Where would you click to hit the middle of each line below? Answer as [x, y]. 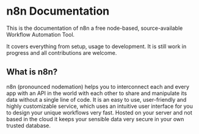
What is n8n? [32, 72]
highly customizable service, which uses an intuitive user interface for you [100, 106]
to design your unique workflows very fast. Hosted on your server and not [99, 112]
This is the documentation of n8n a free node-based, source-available [95, 28]
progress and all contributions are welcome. [62, 52]
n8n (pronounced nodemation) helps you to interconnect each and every [98, 86]
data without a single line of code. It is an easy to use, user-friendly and [96, 99]
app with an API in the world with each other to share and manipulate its [97, 93]
